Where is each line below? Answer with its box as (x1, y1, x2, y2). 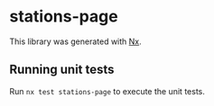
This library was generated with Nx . (9, 36, 142, 47)
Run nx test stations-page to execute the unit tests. (9, 85, 205, 96)
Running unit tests (9, 62, 115, 77)
